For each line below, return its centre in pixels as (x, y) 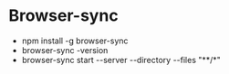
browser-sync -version (65, 50)
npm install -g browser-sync (75, 41)
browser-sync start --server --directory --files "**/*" (121, 60)
